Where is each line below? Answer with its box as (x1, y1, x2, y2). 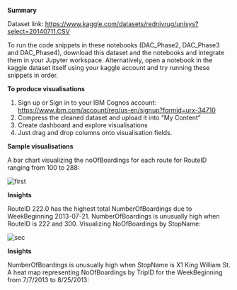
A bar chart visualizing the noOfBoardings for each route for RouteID (7, 156, 207, 164)
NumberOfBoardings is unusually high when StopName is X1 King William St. (7, 261, 231, 269)
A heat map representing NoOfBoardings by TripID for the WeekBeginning (7, 268, 223, 277)
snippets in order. (7, 71, 59, 79)
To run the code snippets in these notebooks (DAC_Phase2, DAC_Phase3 (7, 41, 221, 49)
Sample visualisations (7, 142, 74, 151)
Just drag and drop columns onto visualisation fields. (17, 129, 173, 137)
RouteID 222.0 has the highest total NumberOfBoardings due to (7, 204, 192, 213)
